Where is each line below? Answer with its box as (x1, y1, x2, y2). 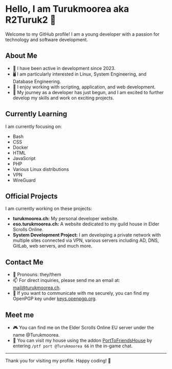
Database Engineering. (12, 78, 61, 84)
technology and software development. (5, 37, 88, 43)
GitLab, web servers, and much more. (12, 243, 93, 249)
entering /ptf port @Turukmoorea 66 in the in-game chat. (12, 343, 133, 349)
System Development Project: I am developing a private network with (12, 232, 161, 238)
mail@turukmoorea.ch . (12, 285, 61, 291)
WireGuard (12, 177, 36, 183)
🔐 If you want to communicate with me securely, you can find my (12, 290, 149, 296)
